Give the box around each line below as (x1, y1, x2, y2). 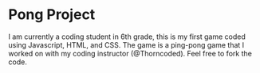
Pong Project (8, 6, 96, 24)
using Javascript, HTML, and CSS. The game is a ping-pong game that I (8, 40, 245, 49)
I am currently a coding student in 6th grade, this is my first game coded (8, 32, 246, 41)
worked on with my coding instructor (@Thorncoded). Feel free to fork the (8, 48, 253, 58)
